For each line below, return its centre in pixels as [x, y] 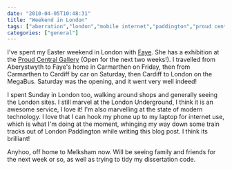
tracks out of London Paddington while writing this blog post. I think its [108, 131]
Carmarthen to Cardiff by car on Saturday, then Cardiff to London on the [110, 74]
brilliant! [19, 139]
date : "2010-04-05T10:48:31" [49, 13]
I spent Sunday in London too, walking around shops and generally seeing [113, 95]
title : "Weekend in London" [48, 20]
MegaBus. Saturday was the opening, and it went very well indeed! [102, 82]
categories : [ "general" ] [43, 33]
